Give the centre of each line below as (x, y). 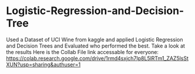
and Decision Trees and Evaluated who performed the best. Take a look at (95, 46)
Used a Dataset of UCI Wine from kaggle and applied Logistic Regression (95, 39)
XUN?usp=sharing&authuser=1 (43, 64)
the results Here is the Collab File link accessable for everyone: (82, 52)
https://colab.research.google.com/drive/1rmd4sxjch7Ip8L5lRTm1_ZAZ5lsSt (97, 58)
